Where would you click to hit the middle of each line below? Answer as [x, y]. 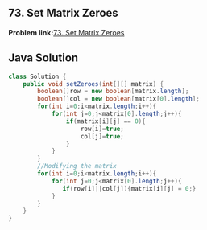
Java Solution [43, 58]
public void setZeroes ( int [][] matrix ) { [93, 84]
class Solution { [37, 76]
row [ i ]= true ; [102, 129]
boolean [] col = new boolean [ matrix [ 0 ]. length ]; [118, 99]
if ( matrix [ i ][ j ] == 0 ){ [106, 121]
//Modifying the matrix [77, 166]
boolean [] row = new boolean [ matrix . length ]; [113, 92]
